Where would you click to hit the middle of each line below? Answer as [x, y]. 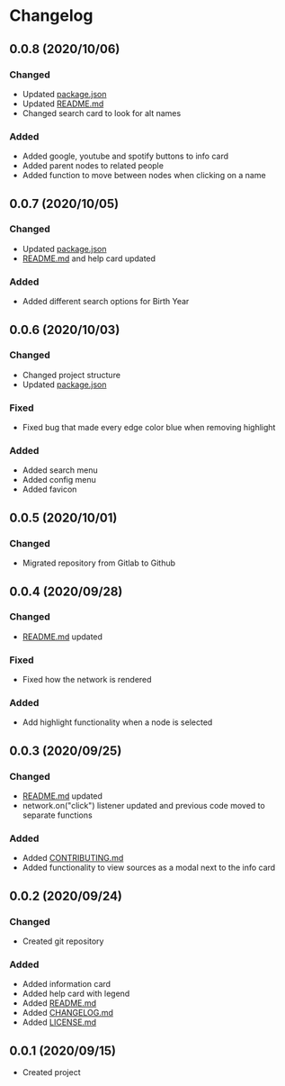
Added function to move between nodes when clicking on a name [144, 176]
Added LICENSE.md [59, 1022]
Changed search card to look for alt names [102, 113]
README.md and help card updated [89, 258]
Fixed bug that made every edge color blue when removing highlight [149, 428]
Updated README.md [63, 104]
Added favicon [49, 489]
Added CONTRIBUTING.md [73, 858]
